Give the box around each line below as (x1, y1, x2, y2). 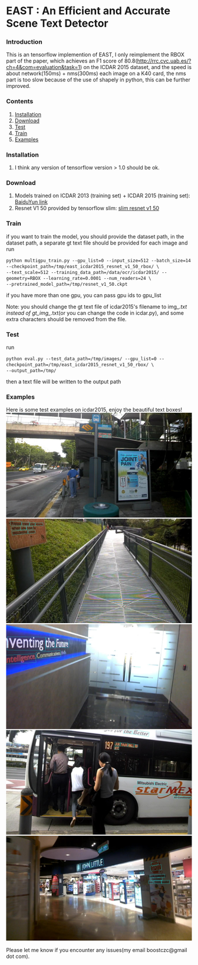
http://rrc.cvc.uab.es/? (137, 57, 192, 64)
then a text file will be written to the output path (6, 378, 121, 385)
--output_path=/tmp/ (6, 367, 57, 373)
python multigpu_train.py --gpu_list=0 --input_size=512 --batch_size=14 (6, 257, 192, 263)
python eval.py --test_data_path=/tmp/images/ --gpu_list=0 (6, 356, 157, 361)
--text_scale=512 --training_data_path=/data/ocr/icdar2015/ (6, 269, 160, 275)
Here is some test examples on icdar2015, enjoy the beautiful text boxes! (6, 406, 183, 413)
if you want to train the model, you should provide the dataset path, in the (6, 233, 184, 240)
